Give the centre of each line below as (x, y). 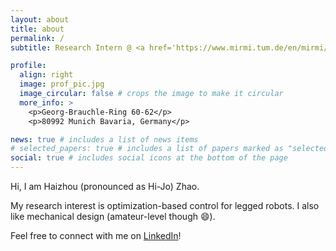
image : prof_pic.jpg (62, 84)
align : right (46, 75)
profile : (28, 66)
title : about (37, 29)
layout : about (40, 19)
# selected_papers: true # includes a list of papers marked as (147, 149)
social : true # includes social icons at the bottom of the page (149, 158)
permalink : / (37, 38)
